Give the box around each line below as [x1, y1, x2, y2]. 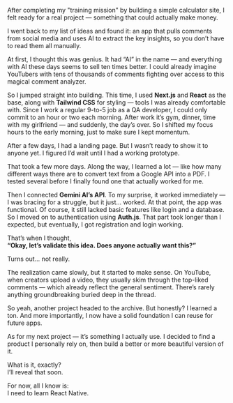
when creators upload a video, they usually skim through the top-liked [7, 275, 209, 284]
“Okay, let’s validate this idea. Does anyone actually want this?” [7, 241, 197, 250]
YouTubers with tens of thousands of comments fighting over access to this [7, 70, 225, 78]
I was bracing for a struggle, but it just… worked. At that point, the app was [7, 198, 222, 206]
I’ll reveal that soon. [7, 368, 63, 376]
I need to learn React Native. [7, 389, 89, 397]
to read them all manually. [7, 42, 82, 50]
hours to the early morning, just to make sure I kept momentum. [7, 128, 190, 136]
